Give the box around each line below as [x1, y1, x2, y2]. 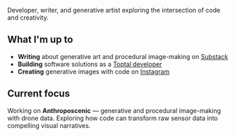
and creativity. [7, 13, 49, 22]
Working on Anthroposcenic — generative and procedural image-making [7, 106, 221, 115]
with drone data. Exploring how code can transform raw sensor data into [7, 114, 218, 122]
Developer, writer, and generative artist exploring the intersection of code [7, 6, 221, 14]
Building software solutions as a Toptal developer [17, 60, 162, 68]
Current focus [7, 88, 71, 100]
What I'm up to [7, 34, 73, 46]
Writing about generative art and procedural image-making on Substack [17, 52, 229, 60]
